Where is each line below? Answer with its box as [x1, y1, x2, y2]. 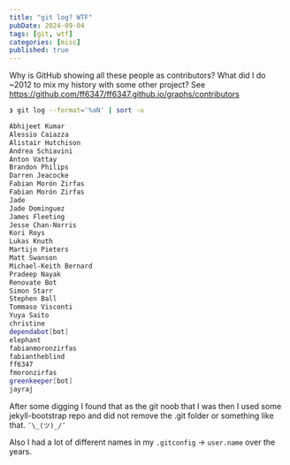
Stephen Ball [9, 294, 57, 303]
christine [9, 319, 46, 328]
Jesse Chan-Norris [9, 220, 77, 230]
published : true [9, 46, 69, 55]
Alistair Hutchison [9, 138, 81, 147]
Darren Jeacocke [9, 172, 69, 180]
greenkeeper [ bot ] [9, 377, 73, 385]
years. [9, 446, 33, 456]
